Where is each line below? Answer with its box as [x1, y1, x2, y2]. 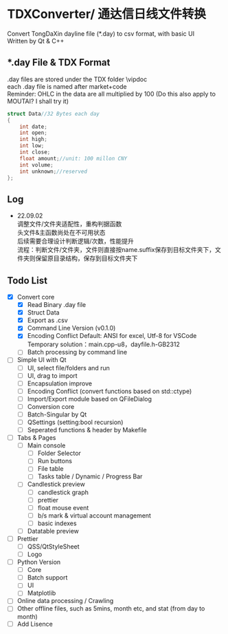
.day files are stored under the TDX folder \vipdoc [7, 75, 148, 83]
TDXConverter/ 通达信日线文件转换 [7, 6, 207, 22]
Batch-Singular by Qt [27, 410, 87, 419]
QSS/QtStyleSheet [27, 542, 80, 551]
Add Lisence [16, 620, 53, 628]
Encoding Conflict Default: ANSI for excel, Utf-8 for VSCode [27, 332, 197, 340]
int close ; [19, 149, 51, 156]
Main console [27, 441, 66, 450]
